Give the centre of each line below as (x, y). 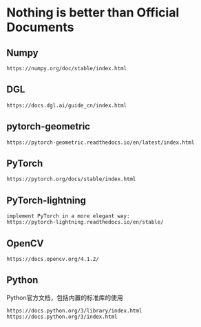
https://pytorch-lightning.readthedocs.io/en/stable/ (85, 222)
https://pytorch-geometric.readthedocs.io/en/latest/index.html (100, 143)
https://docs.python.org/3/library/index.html (74, 310)
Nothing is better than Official (93, 13)
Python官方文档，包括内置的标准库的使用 (65, 297)
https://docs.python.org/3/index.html (62, 317)
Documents (40, 27)
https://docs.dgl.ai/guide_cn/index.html (67, 105)
